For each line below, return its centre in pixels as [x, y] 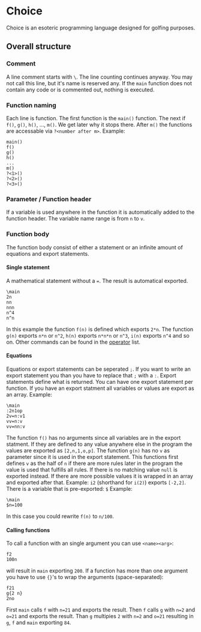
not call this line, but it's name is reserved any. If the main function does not [99, 83]
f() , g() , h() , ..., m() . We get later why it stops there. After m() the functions [99, 124]
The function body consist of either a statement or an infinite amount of [94, 247]
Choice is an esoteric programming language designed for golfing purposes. [101, 28]
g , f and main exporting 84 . [39, 622]
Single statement [28, 267]
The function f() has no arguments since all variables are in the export [94, 437]
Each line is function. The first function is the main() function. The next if [96, 118]
